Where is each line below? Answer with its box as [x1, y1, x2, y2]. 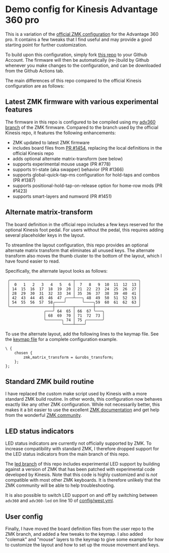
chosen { [14, 350, 33, 355]
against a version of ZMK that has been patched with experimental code [5, 466, 155, 473]
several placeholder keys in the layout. [5, 232, 85, 238]
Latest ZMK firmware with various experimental [5, 98, 159, 106]
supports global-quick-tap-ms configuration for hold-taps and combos [12, 172, 160, 178]
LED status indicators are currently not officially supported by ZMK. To [5, 440, 152, 446]
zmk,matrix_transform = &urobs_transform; [23, 355, 114, 360]
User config [5, 512, 43, 521]
